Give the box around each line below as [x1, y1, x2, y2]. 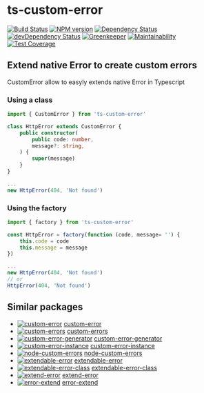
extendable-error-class [91, 363, 157, 372]
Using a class [7, 95, 53, 105]
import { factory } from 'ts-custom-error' [7, 219, 134, 225]
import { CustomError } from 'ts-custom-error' [7, 111, 147, 118]
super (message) [32, 155, 76, 162]
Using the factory [7, 203, 67, 212]
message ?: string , [32, 142, 85, 150]
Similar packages [7, 301, 83, 313]
